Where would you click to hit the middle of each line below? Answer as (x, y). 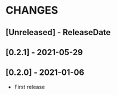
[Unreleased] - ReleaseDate (58, 32)
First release (30, 87)
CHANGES (32, 10)
